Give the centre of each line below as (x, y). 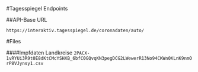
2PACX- (82, 53)
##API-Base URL (27, 20)
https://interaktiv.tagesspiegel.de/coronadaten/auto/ (75, 30)
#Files (14, 41)
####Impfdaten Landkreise (39, 53)
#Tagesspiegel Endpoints (37, 8)
